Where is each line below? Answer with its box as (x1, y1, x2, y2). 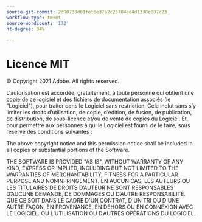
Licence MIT (6, 57, 70, 71)
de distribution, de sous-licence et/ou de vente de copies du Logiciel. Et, (6, 115, 189, 122)
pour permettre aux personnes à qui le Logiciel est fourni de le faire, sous (6, 122, 190, 129)
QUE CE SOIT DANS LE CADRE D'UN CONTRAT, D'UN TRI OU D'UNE (6, 197, 179, 204)
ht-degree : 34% (6, 26, 45, 32)
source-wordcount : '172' (6, 20, 69, 26)
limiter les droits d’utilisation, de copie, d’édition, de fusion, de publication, (6, 109, 192, 116)
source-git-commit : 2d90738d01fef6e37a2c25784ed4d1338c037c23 (6, 9, 167, 15)
